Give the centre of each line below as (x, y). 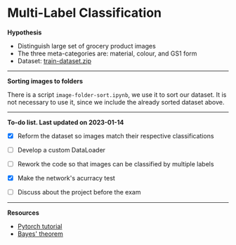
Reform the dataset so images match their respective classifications (116, 135)
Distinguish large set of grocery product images (86, 46)
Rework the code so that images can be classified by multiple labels (116, 164)
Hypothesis (25, 32)
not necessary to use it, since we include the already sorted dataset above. (116, 102)
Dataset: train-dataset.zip (54, 60)
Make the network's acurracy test (66, 178)
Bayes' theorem (40, 234)
